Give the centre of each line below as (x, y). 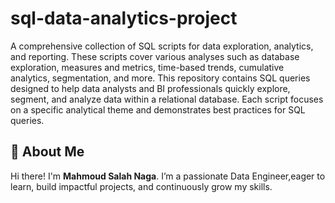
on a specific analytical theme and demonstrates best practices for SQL (158, 109)
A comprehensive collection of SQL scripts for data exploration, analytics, (162, 46)
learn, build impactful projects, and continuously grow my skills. (141, 186)
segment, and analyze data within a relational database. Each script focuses (167, 99)
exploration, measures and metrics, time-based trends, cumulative (147, 67)
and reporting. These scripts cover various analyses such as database (155, 56)
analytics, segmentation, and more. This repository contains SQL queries (160, 78)
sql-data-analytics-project (124, 18)
